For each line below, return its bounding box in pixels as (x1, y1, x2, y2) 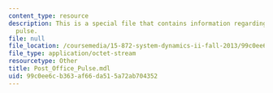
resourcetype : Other (8, 57, 79, 66)
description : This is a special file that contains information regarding (8, 19, 267, 27)
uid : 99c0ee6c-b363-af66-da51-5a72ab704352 (8, 72, 158, 80)
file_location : (8, 42, 60, 50)
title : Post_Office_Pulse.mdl (8, 65, 111, 73)
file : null (8, 34, 45, 43)
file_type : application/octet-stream (8, 49, 136, 57)
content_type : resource (8, 11, 89, 20)
